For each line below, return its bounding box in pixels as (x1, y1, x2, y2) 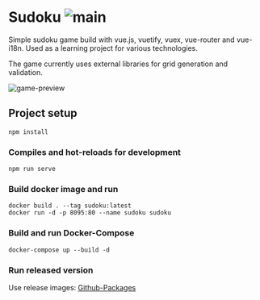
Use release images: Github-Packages (8, 282, 136, 292)
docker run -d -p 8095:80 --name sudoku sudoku (8, 209, 172, 217)
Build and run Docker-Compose (8, 227, 135, 239)
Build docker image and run (8, 183, 119, 194)
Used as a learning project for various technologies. (25, 43, 198, 52)
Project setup (8, 106, 78, 120)
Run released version (8, 265, 94, 276)
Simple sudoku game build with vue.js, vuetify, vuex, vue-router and (8, 35, 236, 44)
